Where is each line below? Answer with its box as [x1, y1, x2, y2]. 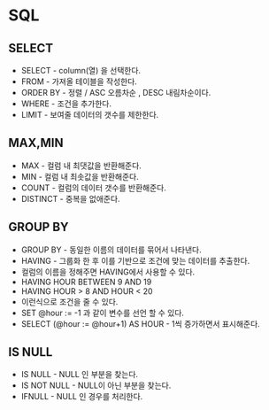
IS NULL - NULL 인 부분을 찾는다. [20, 369, 139, 380]
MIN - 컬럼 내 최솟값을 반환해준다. [20, 171, 139, 182]
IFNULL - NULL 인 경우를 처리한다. [20, 391, 143, 402]
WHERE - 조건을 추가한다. [20, 98, 112, 109]
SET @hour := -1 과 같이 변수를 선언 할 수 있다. [20, 307, 185, 318]
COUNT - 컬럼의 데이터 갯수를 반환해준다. [20, 182, 167, 193]
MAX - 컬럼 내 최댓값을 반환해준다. [20, 160, 142, 171]
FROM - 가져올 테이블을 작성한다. [20, 76, 138, 87]
